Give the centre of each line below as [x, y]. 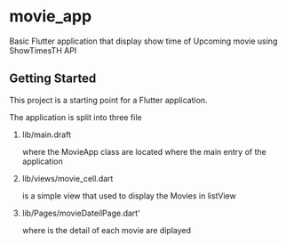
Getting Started [53, 79]
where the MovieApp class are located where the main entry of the [144, 151]
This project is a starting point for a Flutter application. [108, 100]
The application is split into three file [75, 117]
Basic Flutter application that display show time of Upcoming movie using [143, 41]
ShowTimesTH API [43, 50]
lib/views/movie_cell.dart [68, 178]
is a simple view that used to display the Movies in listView [129, 195]
